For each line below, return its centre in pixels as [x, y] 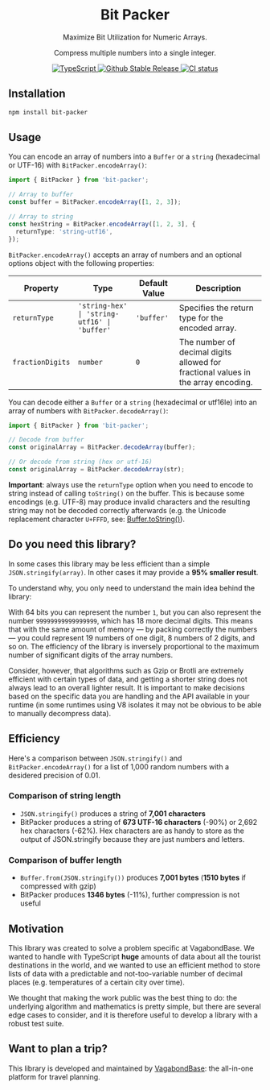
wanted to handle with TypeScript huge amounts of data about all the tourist [135, 956]
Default [154, 283]
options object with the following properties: [82, 263]
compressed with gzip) [58, 886]
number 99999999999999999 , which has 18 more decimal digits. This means [131, 620]
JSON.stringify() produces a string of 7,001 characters [113, 813]
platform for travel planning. [54, 1076]
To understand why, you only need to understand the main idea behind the [132, 588]
